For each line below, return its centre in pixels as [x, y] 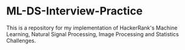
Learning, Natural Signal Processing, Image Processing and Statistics [92, 34]
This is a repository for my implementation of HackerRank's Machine [92, 28]
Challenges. [21, 40]
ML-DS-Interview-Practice [75, 11]
